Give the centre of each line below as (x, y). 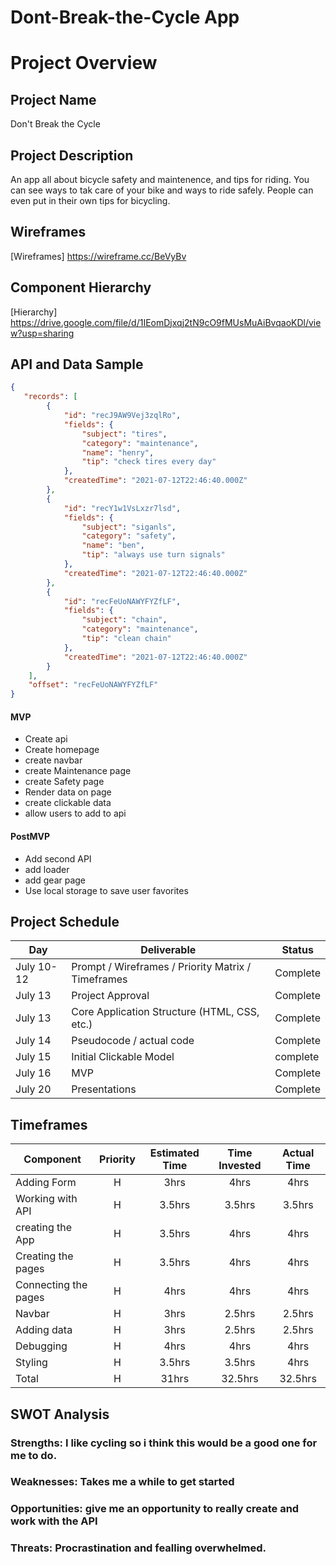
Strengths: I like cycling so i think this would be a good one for (164, 1443)
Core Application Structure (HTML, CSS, (165, 1012)
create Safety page (64, 782)
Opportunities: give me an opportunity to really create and (155, 1509)
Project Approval (110, 996)
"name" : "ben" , (113, 546)
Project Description (72, 155)
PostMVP (30, 836)
